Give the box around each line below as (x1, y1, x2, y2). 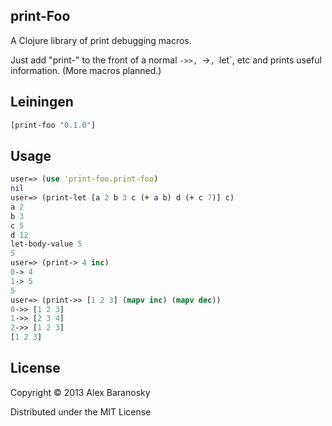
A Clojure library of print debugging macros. (10, 34, 192, 46)
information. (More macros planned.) (10, 64, 162, 76)
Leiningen (10, 94, 74, 111)
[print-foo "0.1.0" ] (10, 120, 97, 130)
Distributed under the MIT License (10, 405, 152, 418)
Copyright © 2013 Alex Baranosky (10, 386, 151, 398)
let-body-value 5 (10, 239, 83, 249)
